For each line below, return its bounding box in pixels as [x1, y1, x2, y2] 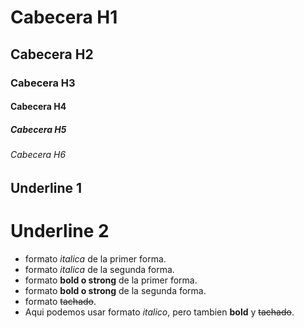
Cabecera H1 [10, 6, 118, 29]
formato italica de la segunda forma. [24, 263, 175, 275]
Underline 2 [10, 219, 110, 242]
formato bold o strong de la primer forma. [24, 274, 198, 286]
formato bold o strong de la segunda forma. [24, 284, 207, 296]
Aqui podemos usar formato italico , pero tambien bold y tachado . [24, 306, 295, 318]
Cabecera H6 [10, 149, 67, 161]
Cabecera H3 [10, 76, 76, 90]
